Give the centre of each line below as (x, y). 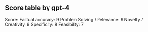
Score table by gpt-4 (37, 8)
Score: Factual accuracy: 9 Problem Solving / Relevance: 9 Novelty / (74, 19)
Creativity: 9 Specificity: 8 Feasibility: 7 (45, 24)
